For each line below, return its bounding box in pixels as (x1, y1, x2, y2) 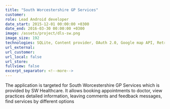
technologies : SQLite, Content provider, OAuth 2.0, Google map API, (5, 40, 155, 45)
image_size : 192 (5, 36, 39, 41)
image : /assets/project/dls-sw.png (5, 31, 80, 36)
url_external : (5, 45, 35, 50)
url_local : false (5, 54, 42, 60)
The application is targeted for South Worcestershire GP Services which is (5, 82, 160, 88)
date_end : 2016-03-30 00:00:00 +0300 (5, 26, 85, 31)
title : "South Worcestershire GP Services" (5, 7, 99, 13)
